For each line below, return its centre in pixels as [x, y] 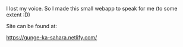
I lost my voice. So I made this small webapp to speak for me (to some [92, 9]
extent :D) [18, 15]
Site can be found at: [32, 26]
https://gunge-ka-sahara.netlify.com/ [52, 37]
